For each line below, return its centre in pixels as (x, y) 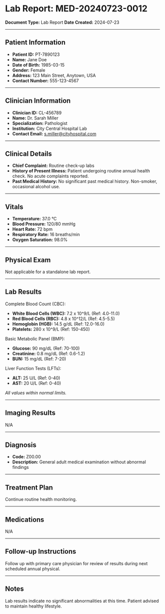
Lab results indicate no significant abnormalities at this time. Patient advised (82, 601)
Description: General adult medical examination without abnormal (79, 462)
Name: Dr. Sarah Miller (35, 118)
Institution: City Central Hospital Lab (50, 128)
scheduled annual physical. (33, 569)
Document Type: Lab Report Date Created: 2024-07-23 (62, 22)
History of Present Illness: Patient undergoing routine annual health (81, 171)
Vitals (14, 207)
